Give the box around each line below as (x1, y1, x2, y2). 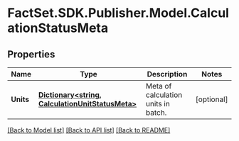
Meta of (145, 81, 172, 91)
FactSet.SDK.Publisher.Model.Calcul (7, 5, 230, 21)
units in (145, 99, 171, 108)
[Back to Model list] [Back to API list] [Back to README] (7, 126, 171, 134)
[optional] (195, 94, 228, 104)
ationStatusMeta (7, 20, 109, 36)
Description (147, 69, 188, 79)
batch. (145, 108, 167, 118)
